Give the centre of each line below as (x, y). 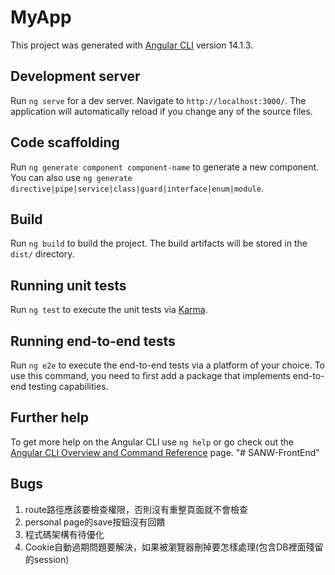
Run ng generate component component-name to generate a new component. (165, 167)
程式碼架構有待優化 (64, 534)
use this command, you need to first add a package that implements (150, 375)
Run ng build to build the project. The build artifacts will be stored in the (159, 243)
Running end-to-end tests (93, 341)
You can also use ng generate (71, 177)
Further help (50, 417)
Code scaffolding (65, 142)
